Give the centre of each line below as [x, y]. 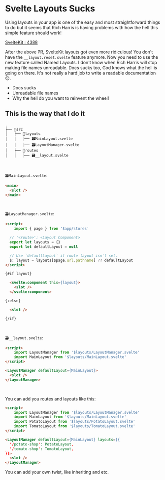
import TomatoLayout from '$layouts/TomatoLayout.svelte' [75, 426]
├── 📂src [14, 129]
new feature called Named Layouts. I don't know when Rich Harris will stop [81, 62]
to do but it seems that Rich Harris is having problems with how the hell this [82, 27]
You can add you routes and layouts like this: [50, 399]
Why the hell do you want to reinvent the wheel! [61, 98]
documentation [140, 73]
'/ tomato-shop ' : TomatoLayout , [42, 449]
